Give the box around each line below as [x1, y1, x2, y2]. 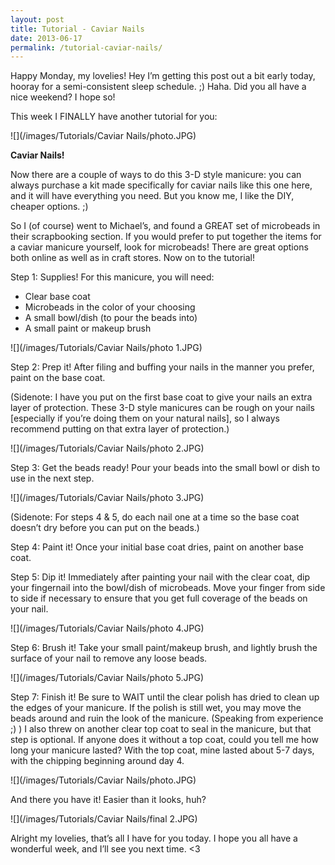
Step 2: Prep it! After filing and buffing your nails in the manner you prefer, [10, 361, 315, 373]
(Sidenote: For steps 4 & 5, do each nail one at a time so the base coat [10, 511, 300, 523]
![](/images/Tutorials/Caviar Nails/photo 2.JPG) [10, 442, 205, 455]
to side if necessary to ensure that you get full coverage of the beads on [10, 592, 308, 605]
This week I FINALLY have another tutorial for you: [10, 111, 218, 123]
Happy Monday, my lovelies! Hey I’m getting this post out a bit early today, [10, 70, 316, 82]
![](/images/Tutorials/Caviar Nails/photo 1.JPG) [10, 342, 203, 354]
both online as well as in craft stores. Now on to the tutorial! [10, 252, 255, 264]
